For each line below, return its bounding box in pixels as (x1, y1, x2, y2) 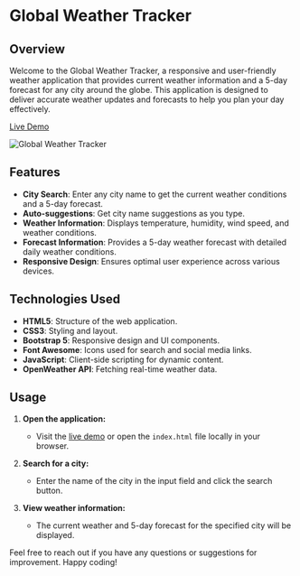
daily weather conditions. (22, 246, 117, 257)
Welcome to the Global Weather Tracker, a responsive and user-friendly (9, 65, 277, 76)
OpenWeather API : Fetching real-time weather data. (22, 363, 218, 375)
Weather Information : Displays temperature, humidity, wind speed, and (22, 218, 289, 228)
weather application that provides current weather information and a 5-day (9, 75, 287, 86)
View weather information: (22, 503, 126, 514)
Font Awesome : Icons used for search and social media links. (22, 344, 253, 355)
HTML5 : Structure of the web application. (22, 315, 178, 326)
